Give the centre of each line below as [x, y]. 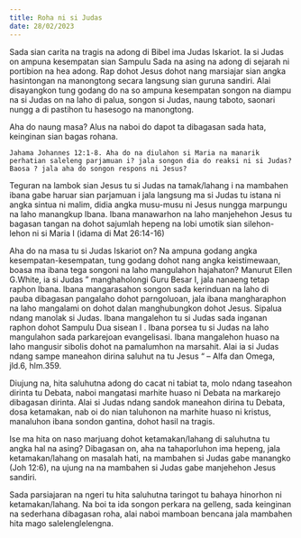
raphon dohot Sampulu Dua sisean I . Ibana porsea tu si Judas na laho [139, 327]
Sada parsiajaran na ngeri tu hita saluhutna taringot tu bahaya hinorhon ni [146, 494]
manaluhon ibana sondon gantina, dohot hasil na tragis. [112, 421]
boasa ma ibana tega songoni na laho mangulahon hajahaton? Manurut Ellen [151, 269]
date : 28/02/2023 [42, 26]
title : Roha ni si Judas [56, 18]
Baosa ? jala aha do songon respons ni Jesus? [98, 169]
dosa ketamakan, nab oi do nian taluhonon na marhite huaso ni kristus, [141, 412]
